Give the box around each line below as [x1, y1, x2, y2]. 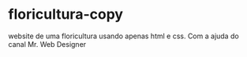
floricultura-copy [8, 5, 124, 23]
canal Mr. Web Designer [8, 39, 87, 48]
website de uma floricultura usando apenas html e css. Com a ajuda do [8, 31, 239, 41]
